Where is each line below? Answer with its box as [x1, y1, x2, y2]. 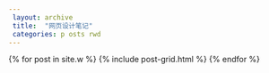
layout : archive [12, 12, 74, 22]
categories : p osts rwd [12, 29, 101, 38]
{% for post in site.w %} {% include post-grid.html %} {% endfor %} [8, 54, 261, 65]
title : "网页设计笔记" [12, 21, 93, 30]
